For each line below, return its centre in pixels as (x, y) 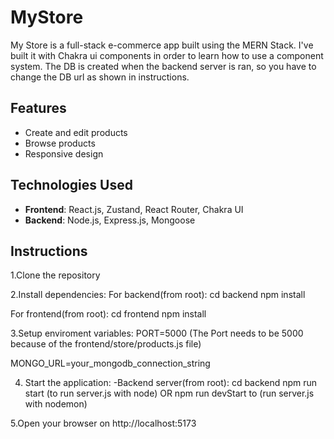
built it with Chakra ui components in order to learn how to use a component (167, 55)
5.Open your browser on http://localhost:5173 (103, 423)
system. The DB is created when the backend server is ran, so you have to (163, 66)
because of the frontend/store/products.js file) (106, 344)
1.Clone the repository (55, 275)
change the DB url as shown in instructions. (100, 77)
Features (38, 108)
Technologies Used (71, 185)
